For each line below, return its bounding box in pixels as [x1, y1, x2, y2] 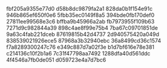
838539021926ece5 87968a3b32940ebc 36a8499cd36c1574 [6, 37, 162, 44]
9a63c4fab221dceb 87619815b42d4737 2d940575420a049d [6, 31, 159, 38]
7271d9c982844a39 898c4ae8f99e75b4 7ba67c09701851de [6, 24, 159, 31]
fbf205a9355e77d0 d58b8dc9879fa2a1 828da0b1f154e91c [6, 5, 153, 12]
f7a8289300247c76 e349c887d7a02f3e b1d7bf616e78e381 [6, 43, 154, 51]
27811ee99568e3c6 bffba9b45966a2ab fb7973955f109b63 [6, 18, 155, 25]
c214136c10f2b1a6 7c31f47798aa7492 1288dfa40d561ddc [6, 50, 151, 57]
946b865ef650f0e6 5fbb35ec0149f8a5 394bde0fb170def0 [6, 11, 155, 19]
